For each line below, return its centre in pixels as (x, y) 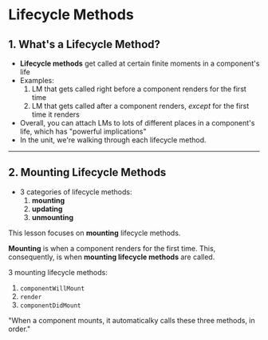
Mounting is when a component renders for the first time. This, (112, 248)
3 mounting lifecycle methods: (58, 272)
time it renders (55, 114)
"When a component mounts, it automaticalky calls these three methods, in (132, 320)
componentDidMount (50, 306)
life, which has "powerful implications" (83, 131)
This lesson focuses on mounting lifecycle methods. (95, 233)
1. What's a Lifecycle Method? (85, 44)
